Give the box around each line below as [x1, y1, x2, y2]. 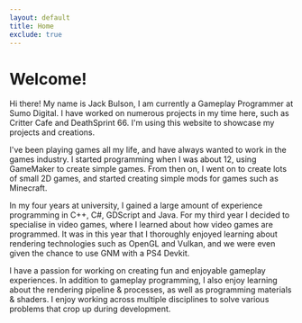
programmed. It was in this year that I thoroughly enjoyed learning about [9, 229, 278, 239]
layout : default [9, 13, 70, 22]
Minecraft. [9, 183, 48, 193]
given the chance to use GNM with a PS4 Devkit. [9, 248, 190, 259]
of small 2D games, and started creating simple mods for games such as [9, 173, 279, 184]
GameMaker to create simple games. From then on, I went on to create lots [9, 164, 287, 175]
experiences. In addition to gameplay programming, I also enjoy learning [9, 275, 278, 286]
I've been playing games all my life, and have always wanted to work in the [9, 145, 287, 156]
